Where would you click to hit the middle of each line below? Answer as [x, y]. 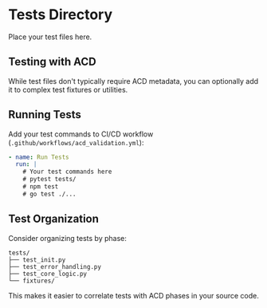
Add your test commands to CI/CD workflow [81, 134]
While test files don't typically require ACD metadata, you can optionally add [133, 81]
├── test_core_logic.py [48, 274]
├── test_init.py [37, 260]
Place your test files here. [50, 37]
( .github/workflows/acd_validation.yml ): [76, 142]
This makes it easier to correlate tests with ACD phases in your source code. [133, 295]
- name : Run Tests [39, 157]
